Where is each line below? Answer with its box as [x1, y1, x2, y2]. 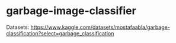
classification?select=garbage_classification [6, 29, 114, 37]
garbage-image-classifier [6, 4, 136, 18]
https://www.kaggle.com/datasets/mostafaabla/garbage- [30, 24, 170, 31]
